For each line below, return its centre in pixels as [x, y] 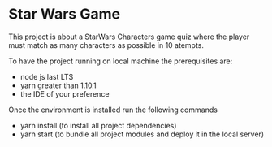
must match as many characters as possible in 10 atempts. [106, 45]
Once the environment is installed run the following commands [113, 110]
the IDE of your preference [65, 93]
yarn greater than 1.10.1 [58, 85]
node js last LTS [47, 76]
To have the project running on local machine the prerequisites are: [121, 61]
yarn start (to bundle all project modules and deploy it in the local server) [142, 134]
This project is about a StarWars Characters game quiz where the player [129, 37]
